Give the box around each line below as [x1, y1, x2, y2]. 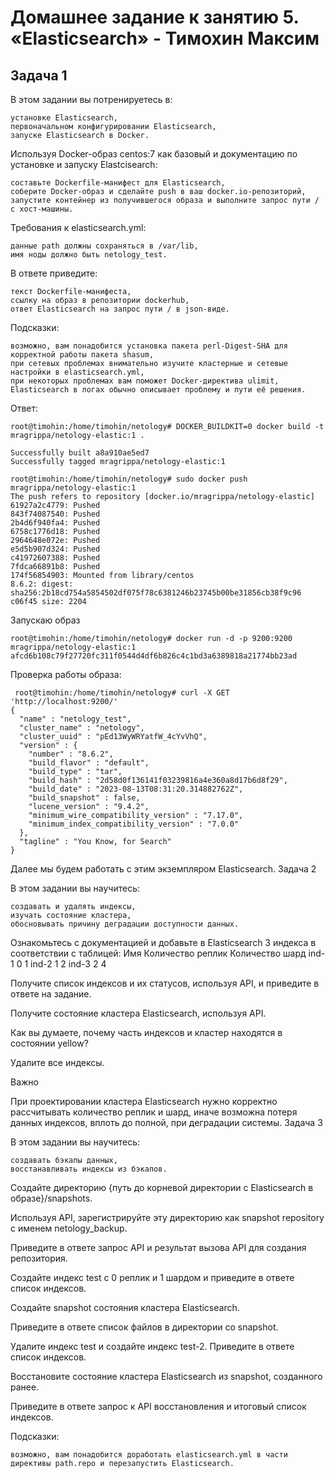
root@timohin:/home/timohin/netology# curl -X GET [14, 688, 230, 698]
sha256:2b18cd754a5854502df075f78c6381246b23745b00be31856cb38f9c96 [10, 588, 302, 598]
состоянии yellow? [10, 1037, 89, 1049]
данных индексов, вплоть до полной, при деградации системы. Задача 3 [10, 1117, 323, 1128]
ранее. [10, 1381, 40, 1393]
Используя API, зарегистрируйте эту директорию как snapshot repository [10, 1212, 325, 1223]
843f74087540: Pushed [10, 509, 101, 519]
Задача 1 [10, 67, 68, 84]
